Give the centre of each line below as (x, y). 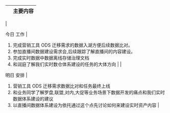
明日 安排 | (16, 75)
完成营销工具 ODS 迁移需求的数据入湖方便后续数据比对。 (73, 45)
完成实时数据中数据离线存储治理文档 (51, 58)
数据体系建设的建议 (33, 99)
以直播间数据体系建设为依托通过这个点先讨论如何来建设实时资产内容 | (86, 105)
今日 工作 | (16, 34)
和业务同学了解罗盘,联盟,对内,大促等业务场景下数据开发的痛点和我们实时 (89, 92)
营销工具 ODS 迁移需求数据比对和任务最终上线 (61, 86)
